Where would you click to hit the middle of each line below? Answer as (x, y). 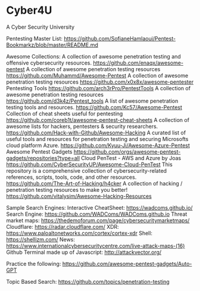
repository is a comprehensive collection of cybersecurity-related (87, 170)
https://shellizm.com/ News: (41, 239)
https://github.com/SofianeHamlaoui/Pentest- (120, 38)
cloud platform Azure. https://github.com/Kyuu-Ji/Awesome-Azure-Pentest (98, 145)
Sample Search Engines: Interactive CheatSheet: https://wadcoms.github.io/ (99, 207)
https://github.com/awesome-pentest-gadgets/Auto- (127, 264)
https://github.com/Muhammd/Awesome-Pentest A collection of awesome (97, 75)
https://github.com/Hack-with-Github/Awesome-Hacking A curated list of (96, 133)
